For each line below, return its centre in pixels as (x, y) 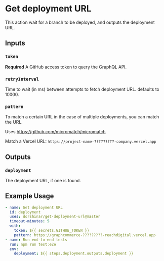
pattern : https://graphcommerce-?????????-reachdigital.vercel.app (85, 235)
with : (15, 226)
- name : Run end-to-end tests (36, 240)
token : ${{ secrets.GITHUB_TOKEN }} (52, 231)
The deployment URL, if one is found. (43, 180)
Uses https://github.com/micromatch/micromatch (56, 132)
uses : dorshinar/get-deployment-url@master (55, 217)
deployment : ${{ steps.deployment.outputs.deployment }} (74, 254)
